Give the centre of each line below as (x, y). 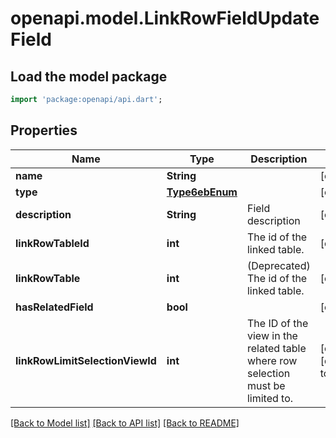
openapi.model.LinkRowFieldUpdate (165, 18)
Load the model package (89, 76)
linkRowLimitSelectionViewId (86, 360)
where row (272, 360)
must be (266, 385)
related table (276, 348)
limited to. (270, 398)
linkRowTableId (52, 243)
